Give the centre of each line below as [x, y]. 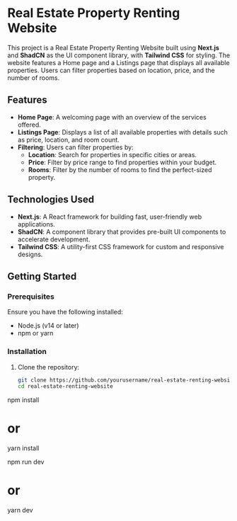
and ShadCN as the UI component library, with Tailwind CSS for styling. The [119, 55]
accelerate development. [54, 239]
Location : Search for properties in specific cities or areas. [112, 154]
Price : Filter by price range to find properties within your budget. [122, 162]
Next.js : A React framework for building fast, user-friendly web [110, 217]
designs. [30, 254]
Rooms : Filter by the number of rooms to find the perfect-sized [120, 170]
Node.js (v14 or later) [48, 326]
